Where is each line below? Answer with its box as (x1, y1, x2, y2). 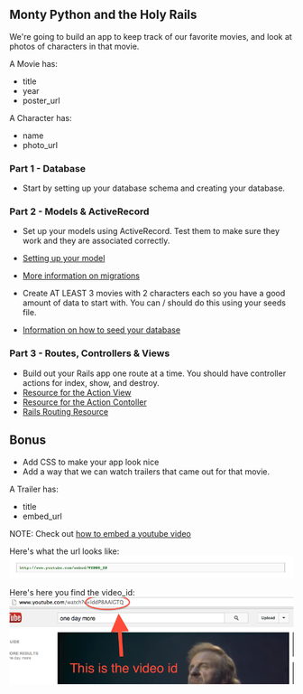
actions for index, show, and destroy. (22, 377, 160, 388)
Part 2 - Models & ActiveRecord (9, 205, 150, 218)
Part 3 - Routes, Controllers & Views (9, 347, 170, 360)
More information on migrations (22, 270, 140, 281)
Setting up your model (22, 253, 106, 264)
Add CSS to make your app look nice (22, 456, 160, 467)
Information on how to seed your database (22, 324, 181, 335)
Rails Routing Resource (22, 406, 109, 417)
